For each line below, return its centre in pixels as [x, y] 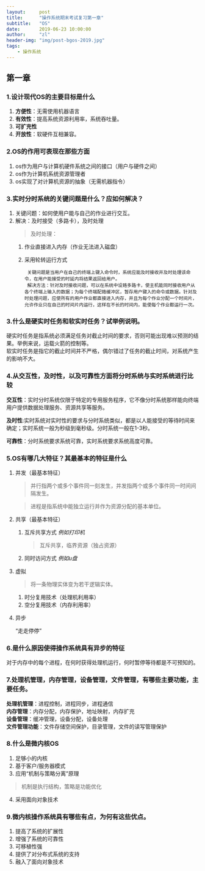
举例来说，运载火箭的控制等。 [54, 343]
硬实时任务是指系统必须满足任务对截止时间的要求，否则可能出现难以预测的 [100, 336]
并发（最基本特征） [39, 472]
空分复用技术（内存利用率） [59, 605]
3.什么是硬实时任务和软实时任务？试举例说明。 [75, 321]
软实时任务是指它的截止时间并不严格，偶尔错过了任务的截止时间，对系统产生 [103, 351]
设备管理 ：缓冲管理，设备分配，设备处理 [57, 719]
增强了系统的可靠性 [39, 839]
